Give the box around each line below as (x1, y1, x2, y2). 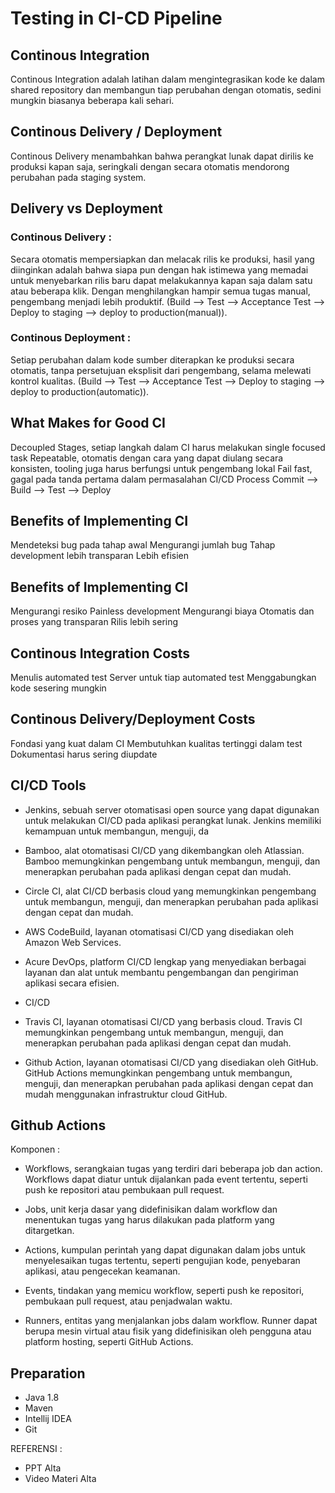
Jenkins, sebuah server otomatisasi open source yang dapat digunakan (24, 803, 320, 816)
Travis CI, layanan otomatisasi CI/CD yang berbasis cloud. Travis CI (24, 1015, 303, 1027)
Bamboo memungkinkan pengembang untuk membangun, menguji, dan (24, 855, 321, 867)
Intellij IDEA (24, 1413, 72, 1425)
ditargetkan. (24, 1225, 75, 1237)
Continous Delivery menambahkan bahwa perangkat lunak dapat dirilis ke (10, 150, 314, 162)
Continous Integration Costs (10, 645, 191, 662)
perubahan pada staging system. (10, 171, 147, 183)
